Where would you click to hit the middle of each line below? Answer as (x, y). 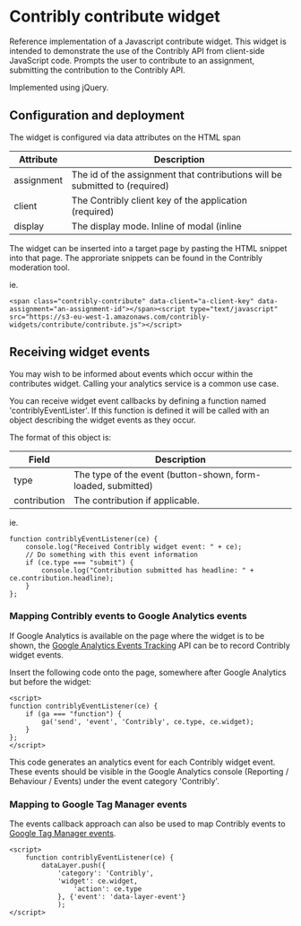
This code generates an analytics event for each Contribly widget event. (142, 762)
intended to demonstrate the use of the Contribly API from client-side (137, 50)
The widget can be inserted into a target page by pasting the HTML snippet (148, 248)
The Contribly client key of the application (159, 200)
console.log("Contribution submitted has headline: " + (148, 570)
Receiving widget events (80, 352)
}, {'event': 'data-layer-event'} (121, 897)
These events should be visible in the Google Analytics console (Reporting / (149, 771)
